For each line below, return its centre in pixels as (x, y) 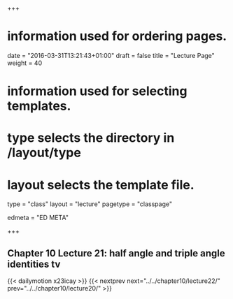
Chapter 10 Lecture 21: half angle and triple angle (116, 253)
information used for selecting (97, 91)
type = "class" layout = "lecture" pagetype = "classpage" (90, 204)
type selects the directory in (91, 138)
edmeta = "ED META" (38, 218)
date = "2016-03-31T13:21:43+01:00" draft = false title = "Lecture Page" (111, 55)
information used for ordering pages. (117, 36)
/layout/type (44, 153)
